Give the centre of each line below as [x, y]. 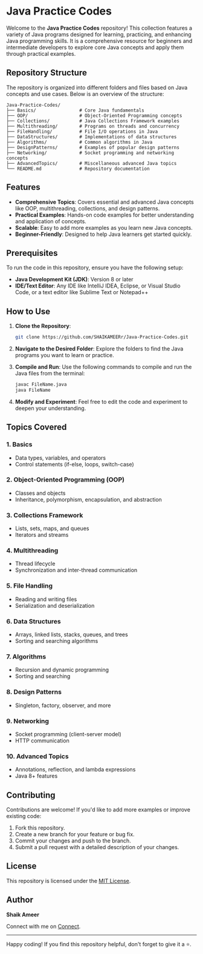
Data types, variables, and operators [60, 458]
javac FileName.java [41, 385]
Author [20, 900]
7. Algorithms [26, 656]
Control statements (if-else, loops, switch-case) [74, 464]
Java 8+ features [36, 776]
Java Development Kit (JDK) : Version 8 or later [74, 280]
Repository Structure [47, 73]
